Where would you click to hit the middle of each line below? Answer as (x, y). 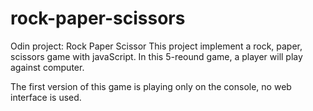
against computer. (47, 67)
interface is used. (46, 97)
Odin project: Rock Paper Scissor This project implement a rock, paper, (156, 46)
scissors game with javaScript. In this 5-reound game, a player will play (156, 56)
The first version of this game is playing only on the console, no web (151, 86)
